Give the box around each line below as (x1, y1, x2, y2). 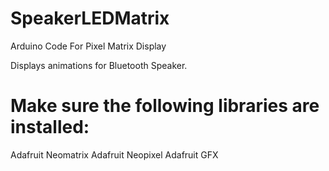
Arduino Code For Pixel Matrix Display (10, 40, 167, 52)
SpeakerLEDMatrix (10, 7, 170, 30)
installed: (10, 116, 90, 139)
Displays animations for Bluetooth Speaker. (10, 59, 188, 71)
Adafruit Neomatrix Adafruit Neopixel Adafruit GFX (10, 148, 219, 161)
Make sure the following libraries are (10, 95, 320, 117)
